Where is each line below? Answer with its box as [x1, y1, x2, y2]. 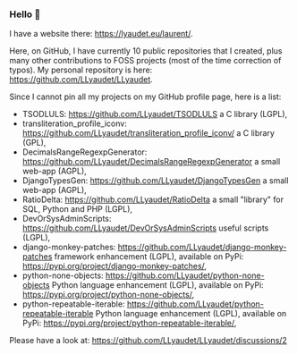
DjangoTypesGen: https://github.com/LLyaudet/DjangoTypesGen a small [21, 175, 289, 186]
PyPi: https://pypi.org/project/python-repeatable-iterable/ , [21, 317, 237, 329]
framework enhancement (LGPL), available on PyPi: [54, 251, 244, 262]
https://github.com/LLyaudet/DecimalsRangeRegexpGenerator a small [21, 156, 281, 167]
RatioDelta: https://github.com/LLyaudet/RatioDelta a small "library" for [21, 194, 284, 205]
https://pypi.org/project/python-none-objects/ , [21, 290, 195, 300]
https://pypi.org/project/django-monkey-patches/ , [21, 261, 208, 272]
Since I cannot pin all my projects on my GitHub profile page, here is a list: [9, 91, 282, 102]
